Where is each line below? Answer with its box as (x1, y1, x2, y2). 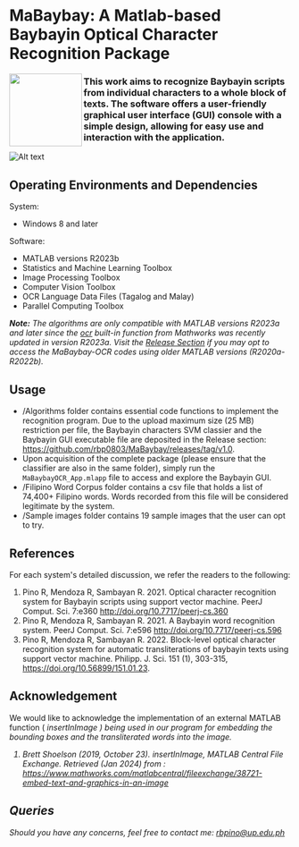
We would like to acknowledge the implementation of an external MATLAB (9, 712, 281, 723)
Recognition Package (9, 44, 170, 64)
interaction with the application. (83, 131, 225, 144)
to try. (21, 520, 45, 530)
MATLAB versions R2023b (21, 253, 120, 264)
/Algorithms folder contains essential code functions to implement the (21, 406, 279, 417)
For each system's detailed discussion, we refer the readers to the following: (9, 569, 291, 580)
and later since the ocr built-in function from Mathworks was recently (9, 327, 266, 338)
